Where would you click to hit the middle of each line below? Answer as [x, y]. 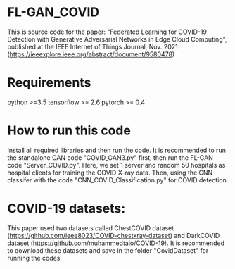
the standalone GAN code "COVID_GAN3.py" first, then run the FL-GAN [110, 157]
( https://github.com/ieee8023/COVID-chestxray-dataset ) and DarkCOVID [114, 235]
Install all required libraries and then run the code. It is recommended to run [117, 150]
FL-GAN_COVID [53, 12]
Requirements [49, 83]
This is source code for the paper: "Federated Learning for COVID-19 [107, 32]
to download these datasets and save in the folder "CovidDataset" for [108, 250]
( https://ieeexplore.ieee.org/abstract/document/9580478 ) [91, 54]
